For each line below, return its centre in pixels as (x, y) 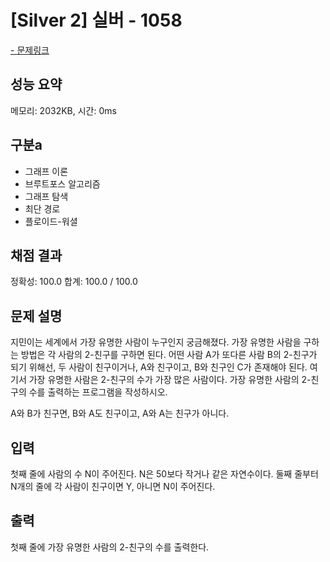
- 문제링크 (30, 50)
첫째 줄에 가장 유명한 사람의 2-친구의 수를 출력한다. (110, 547)
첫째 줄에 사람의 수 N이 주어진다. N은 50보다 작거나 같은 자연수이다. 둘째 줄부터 (164, 474)
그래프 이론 (46, 171)
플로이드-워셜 (51, 221)
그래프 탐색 (46, 196)
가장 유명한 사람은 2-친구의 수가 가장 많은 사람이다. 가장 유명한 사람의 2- (170, 380)
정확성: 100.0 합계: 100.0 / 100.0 (74, 282)
